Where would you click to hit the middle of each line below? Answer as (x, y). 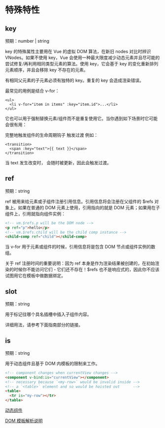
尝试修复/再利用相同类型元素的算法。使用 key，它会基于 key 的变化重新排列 (82, 64)
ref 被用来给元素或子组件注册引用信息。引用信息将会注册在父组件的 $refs (79, 201)
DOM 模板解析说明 (24, 421)
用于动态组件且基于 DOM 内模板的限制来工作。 (52, 363)
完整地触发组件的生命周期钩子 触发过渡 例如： (52, 135)
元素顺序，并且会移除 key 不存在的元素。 (47, 70)
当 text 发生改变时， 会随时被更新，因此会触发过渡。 (58, 163)
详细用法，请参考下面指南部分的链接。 (44, 325)
